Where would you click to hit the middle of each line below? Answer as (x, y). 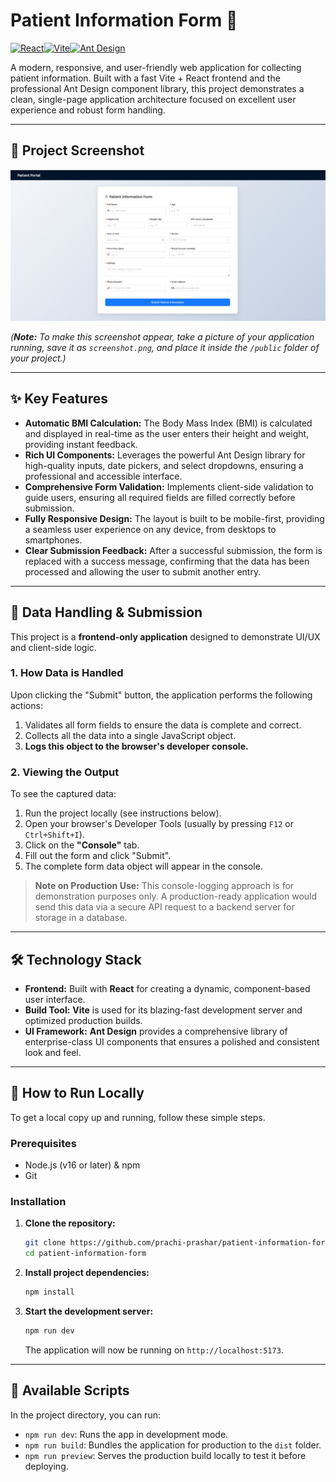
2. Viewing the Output (65, 772)
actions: (26, 705)
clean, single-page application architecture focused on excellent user (153, 99)
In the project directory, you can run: (85, 1415)
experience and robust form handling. (88, 110)
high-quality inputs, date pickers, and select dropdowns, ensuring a (164, 465)
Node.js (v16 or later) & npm (82, 1165)
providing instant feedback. (81, 444)
